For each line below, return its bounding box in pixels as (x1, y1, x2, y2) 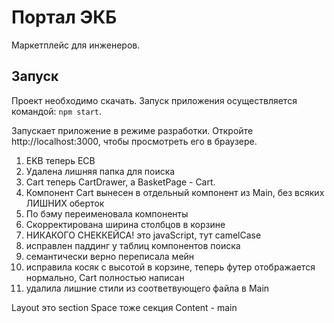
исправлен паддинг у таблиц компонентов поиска (25, 239, 241, 251)
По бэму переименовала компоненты (25, 207, 189, 220)
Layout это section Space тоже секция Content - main (11, 301, 238, 313)
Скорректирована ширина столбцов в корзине (25, 218, 226, 230)
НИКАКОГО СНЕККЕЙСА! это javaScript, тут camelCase (25, 229, 262, 241)
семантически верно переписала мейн (25, 250, 195, 262)
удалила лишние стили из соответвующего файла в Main (25, 282, 270, 294)
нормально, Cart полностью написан (25, 271, 185, 283)
